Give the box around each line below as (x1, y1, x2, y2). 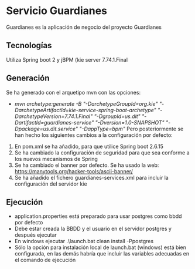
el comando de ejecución (14, 257, 76, 264)
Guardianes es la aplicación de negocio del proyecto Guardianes (6, 23, 162, 31)
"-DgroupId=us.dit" (94, 113, 141, 120)
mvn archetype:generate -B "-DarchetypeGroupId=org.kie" (14, 100, 158, 107)
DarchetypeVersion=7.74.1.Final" (14, 113, 93, 120)
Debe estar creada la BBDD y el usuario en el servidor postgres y (14, 225, 172, 233)
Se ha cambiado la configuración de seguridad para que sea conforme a (14, 149, 190, 156)
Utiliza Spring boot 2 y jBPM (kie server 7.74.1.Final (6, 56, 128, 63)
